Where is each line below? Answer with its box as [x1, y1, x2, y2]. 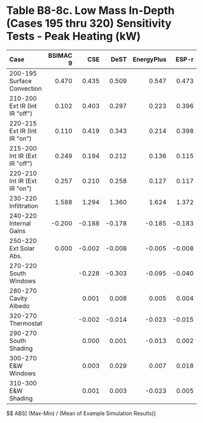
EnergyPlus [132, 55, 167, 64]
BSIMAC [48, 51, 72, 59]
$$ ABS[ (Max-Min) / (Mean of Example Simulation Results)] [6, 410, 156, 417]
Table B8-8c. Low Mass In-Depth [6, 4, 175, 18]
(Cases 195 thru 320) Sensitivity [6, 16, 172, 30]
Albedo [9, 301, 30, 310]
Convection [9, 84, 42, 93]
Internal [9, 219, 31, 227]
